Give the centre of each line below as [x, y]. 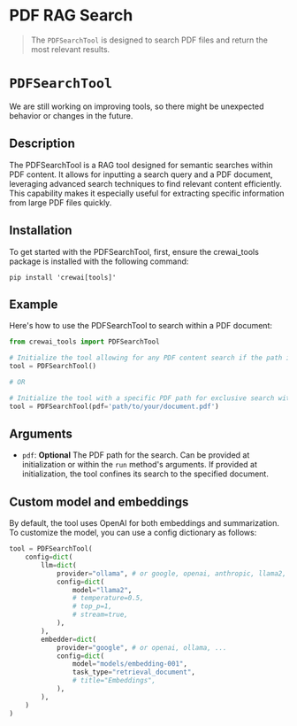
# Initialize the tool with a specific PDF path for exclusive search [142, 398]
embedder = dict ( [69, 639]
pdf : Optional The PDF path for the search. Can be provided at [136, 455]
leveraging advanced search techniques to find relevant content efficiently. [146, 183]
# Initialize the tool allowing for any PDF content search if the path [146, 358]
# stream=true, [100, 615]
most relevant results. [70, 49]
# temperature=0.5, [108, 599]
